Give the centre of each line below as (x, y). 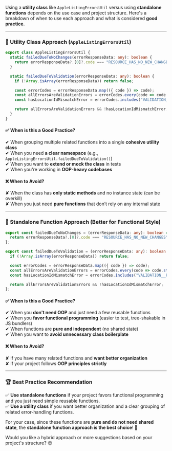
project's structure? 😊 (29, 443)
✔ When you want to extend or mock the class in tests (63, 164)
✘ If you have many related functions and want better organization (76, 358)
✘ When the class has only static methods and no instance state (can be (83, 193)
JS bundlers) (19, 323)
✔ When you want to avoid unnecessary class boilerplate (67, 334)
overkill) (14, 199)
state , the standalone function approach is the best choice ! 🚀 (72, 427)
